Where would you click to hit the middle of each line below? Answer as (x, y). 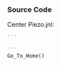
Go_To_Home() (26, 56)
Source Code (29, 10)
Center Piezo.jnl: (31, 25)
